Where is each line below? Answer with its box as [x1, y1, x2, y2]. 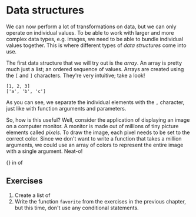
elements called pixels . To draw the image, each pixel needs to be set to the [6, 129, 190, 136]
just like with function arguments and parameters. [6, 105, 127, 112]
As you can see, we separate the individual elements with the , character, [6, 98, 185, 106]
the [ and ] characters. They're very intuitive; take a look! [6, 72, 145, 79]
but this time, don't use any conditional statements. [14, 204, 139, 211]
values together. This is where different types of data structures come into [6, 42, 187, 49]
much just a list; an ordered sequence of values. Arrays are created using [6, 65, 184, 72]
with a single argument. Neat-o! [6, 148, 83, 155]
